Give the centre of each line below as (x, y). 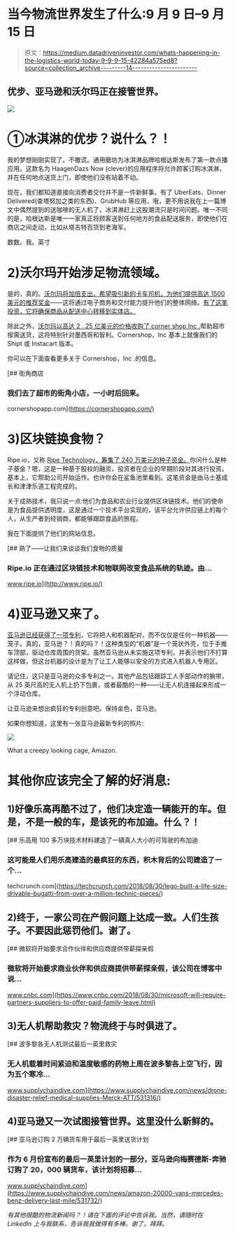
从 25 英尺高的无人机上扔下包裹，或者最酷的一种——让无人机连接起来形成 (114, 685)
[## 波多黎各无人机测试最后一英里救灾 (62, 1044)
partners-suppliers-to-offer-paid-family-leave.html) (81, 1002)
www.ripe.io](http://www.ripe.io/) (55, 584)
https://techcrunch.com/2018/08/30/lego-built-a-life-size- (143, 886)
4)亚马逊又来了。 (57, 614)
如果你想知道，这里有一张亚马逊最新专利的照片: (76, 723)
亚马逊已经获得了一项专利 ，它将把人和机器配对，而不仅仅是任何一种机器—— (117, 635)
